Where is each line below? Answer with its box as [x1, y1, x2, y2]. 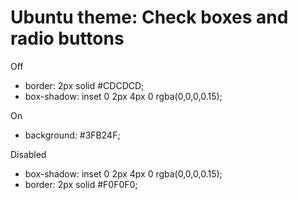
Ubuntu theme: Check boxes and [10, 6, 289, 29]
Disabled [10, 148, 47, 160]
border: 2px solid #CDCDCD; [24, 79, 145, 91]
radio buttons [10, 27, 125, 50]
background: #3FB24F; [24, 129, 121, 141]
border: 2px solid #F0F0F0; [24, 178, 138, 190]
